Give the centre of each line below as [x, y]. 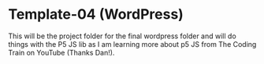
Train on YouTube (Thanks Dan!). [61, 52]
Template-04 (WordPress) [96, 14]
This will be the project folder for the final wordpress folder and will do [122, 36]
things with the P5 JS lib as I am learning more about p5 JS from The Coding [132, 44]
